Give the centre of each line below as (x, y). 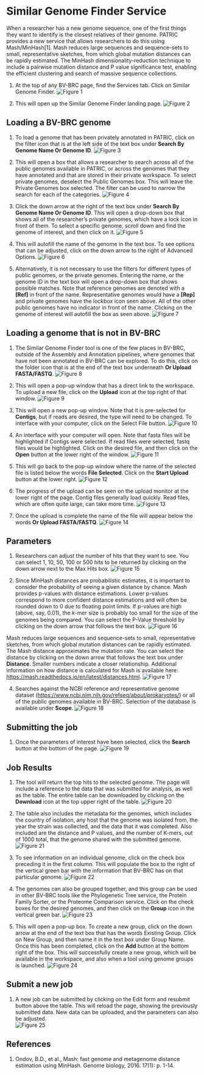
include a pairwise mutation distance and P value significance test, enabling (101, 67)
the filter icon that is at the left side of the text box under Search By (100, 144)
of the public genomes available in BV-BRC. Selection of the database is (105, 702)
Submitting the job (42, 727)
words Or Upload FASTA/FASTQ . (57, 522)
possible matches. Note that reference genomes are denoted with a (100, 288)
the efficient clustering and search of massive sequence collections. (92, 73)
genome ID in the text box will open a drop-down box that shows (96, 281)
